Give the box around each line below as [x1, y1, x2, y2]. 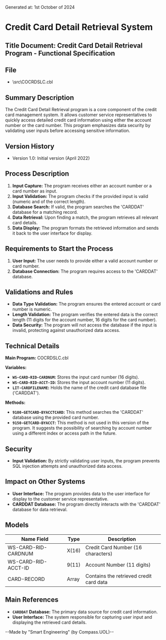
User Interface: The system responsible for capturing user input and [12, 614, 152, 620]
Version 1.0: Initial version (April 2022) [12, 155, 90, 161]
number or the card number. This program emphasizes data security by [5, 123, 151, 128]
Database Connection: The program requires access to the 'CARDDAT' [12, 268, 158, 274]
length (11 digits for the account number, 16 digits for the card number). [12, 317, 157, 323]
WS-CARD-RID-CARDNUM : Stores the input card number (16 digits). [12, 374, 139, 380]
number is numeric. [12, 306, 52, 312]
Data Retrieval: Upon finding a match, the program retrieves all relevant [12, 214, 159, 220]
